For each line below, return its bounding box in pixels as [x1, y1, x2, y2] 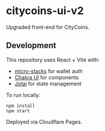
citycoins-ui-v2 [6, 4, 84, 18]
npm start [6, 108, 31, 114]
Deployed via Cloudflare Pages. [6, 118, 83, 125]
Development [6, 41, 57, 51]
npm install [6, 103, 35, 109]
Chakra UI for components [14, 73, 79, 80]
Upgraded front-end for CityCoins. [6, 23, 90, 31]
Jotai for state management [14, 80, 82, 87]
